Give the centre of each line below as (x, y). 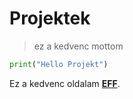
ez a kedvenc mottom (78, 46)
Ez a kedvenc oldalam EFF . (65, 83)
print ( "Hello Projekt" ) (59, 64)
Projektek (50, 18)
